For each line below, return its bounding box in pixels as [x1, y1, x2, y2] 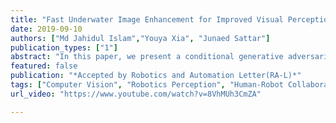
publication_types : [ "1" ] [10, 42, 118, 53]
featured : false [10, 61, 78, 71]
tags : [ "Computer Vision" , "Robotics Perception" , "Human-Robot [10, 80, 284, 90]
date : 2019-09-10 [10, 24, 83, 34]
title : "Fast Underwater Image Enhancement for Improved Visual [10, 14, 284, 25]
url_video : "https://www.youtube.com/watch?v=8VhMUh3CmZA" [10, 89, 262, 99]
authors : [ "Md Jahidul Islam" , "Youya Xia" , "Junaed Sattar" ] [10, 33, 271, 43]
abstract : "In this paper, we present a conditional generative [10, 52, 284, 62]
